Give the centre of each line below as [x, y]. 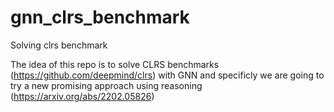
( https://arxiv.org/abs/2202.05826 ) [82, 96]
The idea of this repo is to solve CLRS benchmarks [115, 64]
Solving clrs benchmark [59, 45]
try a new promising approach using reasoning [106, 85]
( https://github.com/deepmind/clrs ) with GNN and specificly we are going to [167, 75]
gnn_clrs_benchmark [100, 17]
